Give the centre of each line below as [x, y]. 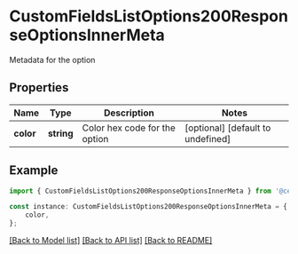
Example [34, 171]
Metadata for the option [52, 60]
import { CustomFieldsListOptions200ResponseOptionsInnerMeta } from [141, 191]
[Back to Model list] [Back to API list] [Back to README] [111, 241]
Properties [39, 87]
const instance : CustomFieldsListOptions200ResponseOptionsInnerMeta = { [149, 207]
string [60, 133]
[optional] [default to [228, 128]
